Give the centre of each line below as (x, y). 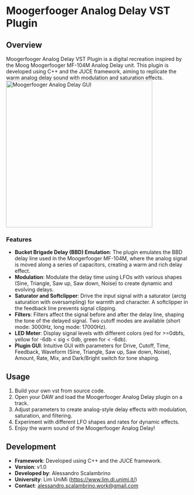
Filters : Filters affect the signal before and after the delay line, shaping (99, 314)
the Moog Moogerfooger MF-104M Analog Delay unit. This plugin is (87, 65)
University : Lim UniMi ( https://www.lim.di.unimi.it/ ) (76, 479)
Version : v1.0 (30, 467)
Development (31, 447)
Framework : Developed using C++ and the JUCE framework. (88, 460)
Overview (24, 45)
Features (19, 239)
